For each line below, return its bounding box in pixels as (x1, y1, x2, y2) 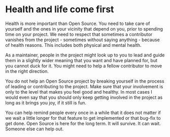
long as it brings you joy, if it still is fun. (5, 99, 87, 105)
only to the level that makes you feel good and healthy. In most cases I (5, 89, 152, 95)
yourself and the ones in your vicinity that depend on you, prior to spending (5, 25, 163, 32)
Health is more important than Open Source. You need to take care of (5, 20, 150, 26)
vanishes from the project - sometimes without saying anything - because (5, 37, 160, 43)
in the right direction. (5, 68, 49, 74)
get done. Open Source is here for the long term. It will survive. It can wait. (5, 120, 161, 126)
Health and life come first (5, 4, 114, 15)
